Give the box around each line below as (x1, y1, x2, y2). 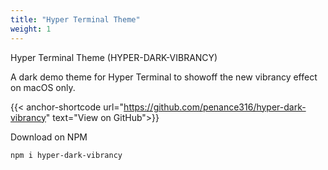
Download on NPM (10, 131, 88, 143)
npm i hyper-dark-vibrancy (10, 150, 123, 160)
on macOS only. (10, 81, 76, 93)
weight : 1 (10, 24, 52, 34)
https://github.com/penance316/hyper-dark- (123, 101, 307, 113)
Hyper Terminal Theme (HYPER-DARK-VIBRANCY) (10, 51, 218, 63)
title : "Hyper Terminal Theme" (10, 14, 141, 25)
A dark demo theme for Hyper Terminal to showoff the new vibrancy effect (10, 71, 318, 83)
